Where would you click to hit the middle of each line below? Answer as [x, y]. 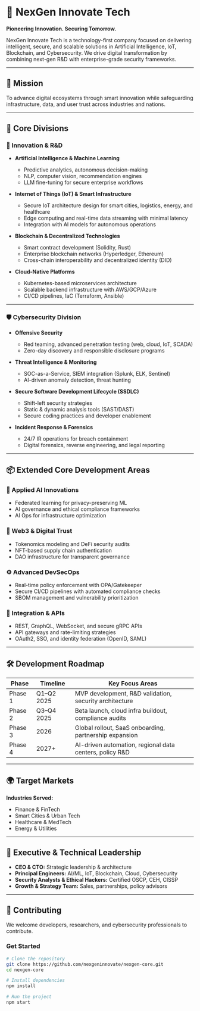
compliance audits [100, 718]
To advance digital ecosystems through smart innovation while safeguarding [100, 98]
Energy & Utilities [36, 828]
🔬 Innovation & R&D [35, 145]
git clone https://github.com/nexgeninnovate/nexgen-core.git [85, 964]
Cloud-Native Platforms [45, 272]
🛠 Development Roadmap [55, 664]
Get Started [23, 946]
